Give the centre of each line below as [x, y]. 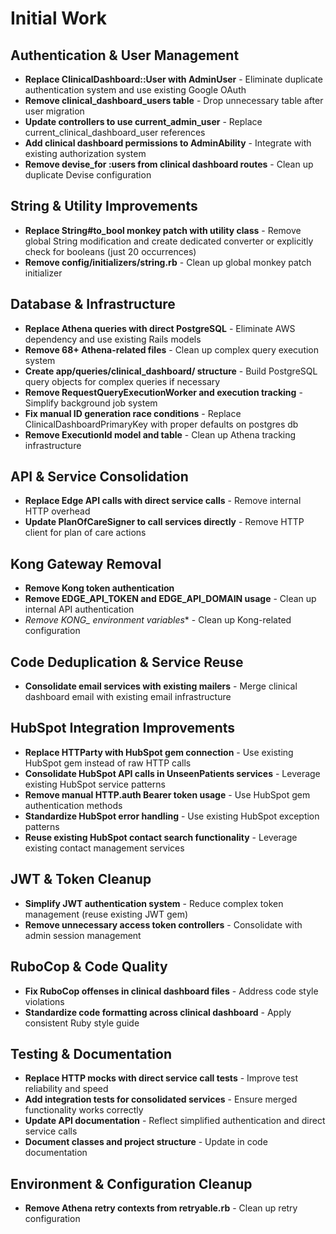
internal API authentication [79, 609]
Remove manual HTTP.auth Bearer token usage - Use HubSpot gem [167, 794]
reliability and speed [66, 1089]
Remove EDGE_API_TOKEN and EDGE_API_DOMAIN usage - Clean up [170, 599]
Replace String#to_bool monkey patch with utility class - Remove [163, 230]
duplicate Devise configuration [88, 175]
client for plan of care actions [85, 533]
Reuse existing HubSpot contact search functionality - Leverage [161, 837]
